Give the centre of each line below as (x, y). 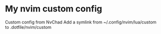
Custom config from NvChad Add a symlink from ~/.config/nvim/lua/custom (81, 22)
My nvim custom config (54, 9)
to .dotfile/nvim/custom (28, 27)
